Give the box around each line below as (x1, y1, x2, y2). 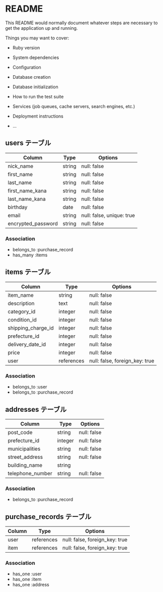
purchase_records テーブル (5, 512, 92, 521)
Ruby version (12, 44, 40, 50)
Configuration (12, 64, 41, 70)
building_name (8, 461, 43, 468)
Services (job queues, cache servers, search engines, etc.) (12, 103, 135, 109)
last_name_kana (8, 195, 46, 202)
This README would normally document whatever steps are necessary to (5, 20, 158, 26)
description (8, 300, 35, 307)
